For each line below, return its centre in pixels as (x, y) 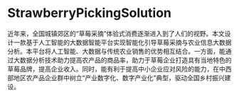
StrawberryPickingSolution (90, 13)
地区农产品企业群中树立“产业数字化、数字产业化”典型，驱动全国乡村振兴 (119, 78)
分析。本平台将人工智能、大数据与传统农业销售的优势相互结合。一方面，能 (116, 51)
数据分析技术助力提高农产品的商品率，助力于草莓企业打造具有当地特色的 (126, 60)
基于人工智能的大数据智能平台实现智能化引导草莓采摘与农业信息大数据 (129, 42)
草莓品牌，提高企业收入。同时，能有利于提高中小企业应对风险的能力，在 (113, 69)
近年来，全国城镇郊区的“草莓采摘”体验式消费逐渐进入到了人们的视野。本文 (116, 33)
